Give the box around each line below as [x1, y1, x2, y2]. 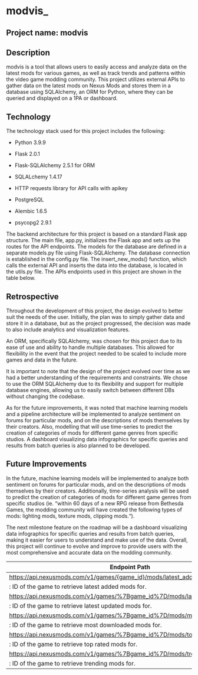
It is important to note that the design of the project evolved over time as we [6, 368, 190, 375]
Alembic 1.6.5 [14, 208, 47, 215]
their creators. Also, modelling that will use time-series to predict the [6, 423, 173, 431]
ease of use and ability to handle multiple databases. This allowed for [6, 344, 174, 351]
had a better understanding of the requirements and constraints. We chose [6, 374, 187, 381]
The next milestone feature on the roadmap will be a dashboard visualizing [6, 524, 187, 531]
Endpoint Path [110, 563, 150, 571]
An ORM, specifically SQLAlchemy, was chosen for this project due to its [6, 338, 183, 345]
